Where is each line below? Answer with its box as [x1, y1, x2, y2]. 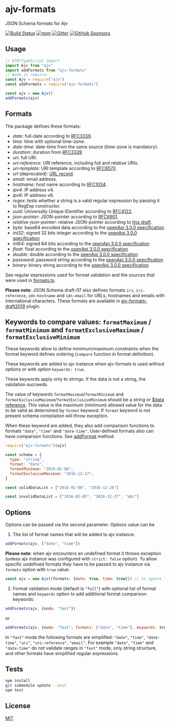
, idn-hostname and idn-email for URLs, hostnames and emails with [25, 292, 165, 298]
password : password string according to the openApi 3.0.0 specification [12, 257, 163, 263]
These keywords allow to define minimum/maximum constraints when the [5, 346, 159, 352]
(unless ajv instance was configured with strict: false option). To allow [5, 555, 157, 561]
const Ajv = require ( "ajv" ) [5, 77, 65, 82]
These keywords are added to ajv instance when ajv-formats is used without [5, 361, 164, 367]
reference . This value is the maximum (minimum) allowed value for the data [5, 402, 162, 408]
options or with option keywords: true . [5, 366, 85, 373]
